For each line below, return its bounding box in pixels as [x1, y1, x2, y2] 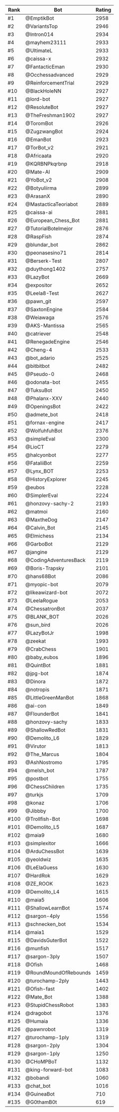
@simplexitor [25, 840, 56, 847]
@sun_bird [25, 622, 51, 628]
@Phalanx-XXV [25, 395, 62, 402]
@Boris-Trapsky [25, 565, 64, 571]
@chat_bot [25, 1083, 51, 1089]
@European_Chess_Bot [25, 217, 80, 223]
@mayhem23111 [25, 39, 67, 46]
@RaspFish [25, 233, 52, 240]
